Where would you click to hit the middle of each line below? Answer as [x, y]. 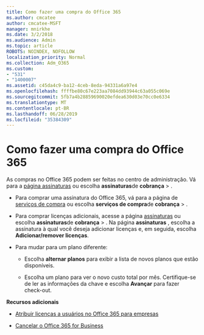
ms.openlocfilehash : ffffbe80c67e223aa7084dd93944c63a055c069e [88, 91]
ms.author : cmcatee [31, 18]
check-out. [38, 291]
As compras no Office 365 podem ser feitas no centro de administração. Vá [101, 180]
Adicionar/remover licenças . [52, 236]
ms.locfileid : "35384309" [39, 119]
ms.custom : [20, 69]
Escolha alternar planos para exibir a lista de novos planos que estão [111, 259]
